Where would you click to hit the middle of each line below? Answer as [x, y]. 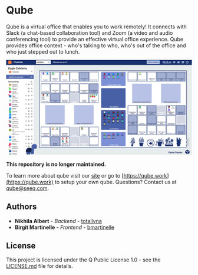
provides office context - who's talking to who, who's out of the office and [96, 45]
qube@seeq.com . [28, 188]
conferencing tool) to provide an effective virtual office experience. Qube [95, 39]
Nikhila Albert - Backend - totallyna [58, 221]
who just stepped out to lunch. [43, 51]
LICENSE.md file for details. [39, 266]
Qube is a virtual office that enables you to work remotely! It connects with [97, 27]
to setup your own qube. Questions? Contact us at [116, 182]
